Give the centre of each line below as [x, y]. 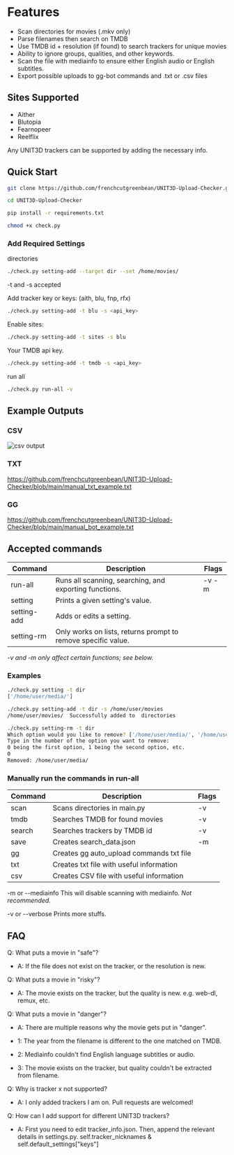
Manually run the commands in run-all [73, 778]
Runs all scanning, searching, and [110, 580]
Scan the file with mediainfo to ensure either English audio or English [116, 61]
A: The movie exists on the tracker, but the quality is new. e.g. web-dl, [117, 993]
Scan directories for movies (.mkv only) [74, 31]
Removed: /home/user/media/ [48, 760]
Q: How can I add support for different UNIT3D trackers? [88, 1115]
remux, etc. [33, 1000]
